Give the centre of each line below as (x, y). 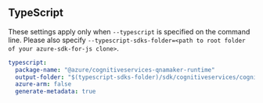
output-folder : (40, 77)
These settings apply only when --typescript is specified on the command (129, 31)
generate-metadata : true (56, 92)
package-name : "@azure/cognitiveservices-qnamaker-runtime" (115, 69)
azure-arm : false (43, 84)
